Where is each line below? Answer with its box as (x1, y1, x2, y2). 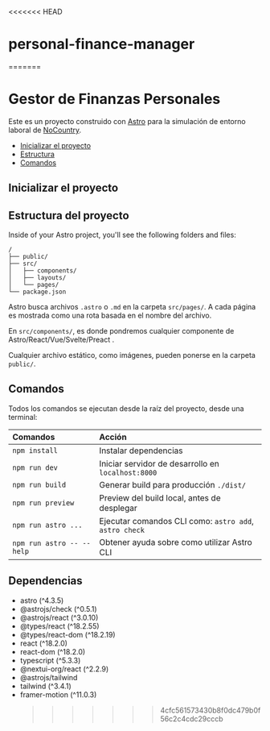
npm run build (12, 480, 67, 489)
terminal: (8, 412, 38, 422)
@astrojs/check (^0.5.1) (19, 604, 98, 613)
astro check (99, 525, 145, 534)
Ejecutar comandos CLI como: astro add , (99, 515, 255, 526)
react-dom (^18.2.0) (19, 646, 86, 656)
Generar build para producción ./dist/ (99, 479, 247, 490)
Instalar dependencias (99, 445, 183, 456)
